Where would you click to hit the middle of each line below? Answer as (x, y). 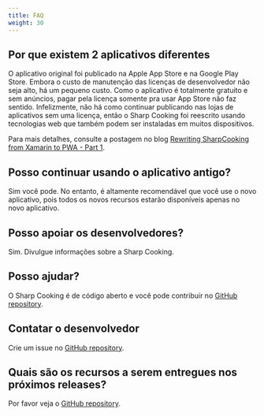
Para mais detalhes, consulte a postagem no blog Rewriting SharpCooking (129, 139)
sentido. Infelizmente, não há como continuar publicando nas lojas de (121, 107)
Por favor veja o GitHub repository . (64, 403)
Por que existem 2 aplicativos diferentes (109, 55)
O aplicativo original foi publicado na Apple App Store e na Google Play (123, 74)
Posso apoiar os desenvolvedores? (96, 233)
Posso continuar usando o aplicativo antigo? (119, 172)
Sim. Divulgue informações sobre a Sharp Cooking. (91, 251)
